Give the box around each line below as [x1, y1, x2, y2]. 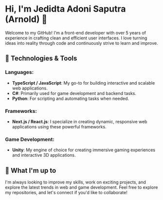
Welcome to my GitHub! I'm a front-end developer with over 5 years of [5, 30, 146, 36]
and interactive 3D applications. [12, 152, 76, 158]
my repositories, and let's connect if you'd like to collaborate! [5, 190, 127, 196]
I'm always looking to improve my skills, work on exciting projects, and [5, 179, 146, 185]
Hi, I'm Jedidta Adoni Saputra [5, 3, 126, 15]
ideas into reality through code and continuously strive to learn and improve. [5, 40, 158, 46]
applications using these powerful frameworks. [12, 124, 107, 129]
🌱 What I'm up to [5, 166, 56, 175]
